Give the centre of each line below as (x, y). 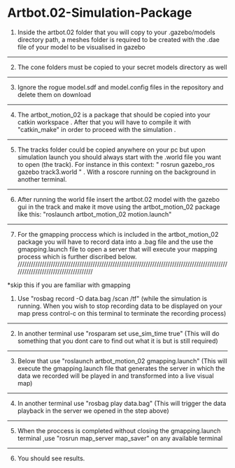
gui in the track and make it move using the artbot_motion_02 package (119, 207)
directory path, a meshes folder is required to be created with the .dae (119, 39)
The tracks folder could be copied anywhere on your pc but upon (112, 149)
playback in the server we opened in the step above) (93, 411)
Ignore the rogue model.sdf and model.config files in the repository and (120, 87)
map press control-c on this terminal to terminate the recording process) (122, 313)
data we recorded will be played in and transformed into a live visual (116, 376)
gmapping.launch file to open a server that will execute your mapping (117, 249)
